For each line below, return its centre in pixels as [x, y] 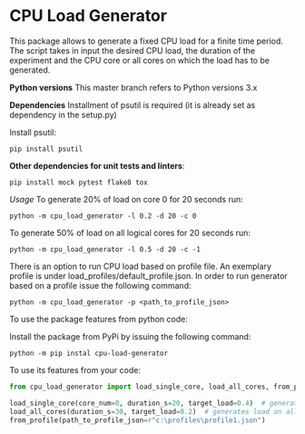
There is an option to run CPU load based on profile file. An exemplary [141, 266]
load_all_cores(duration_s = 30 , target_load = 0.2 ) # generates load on [146, 411]
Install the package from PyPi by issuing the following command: [130, 336]
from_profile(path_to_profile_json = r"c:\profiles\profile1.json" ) [138, 420]
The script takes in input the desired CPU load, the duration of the [133, 50]
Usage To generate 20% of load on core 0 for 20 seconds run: [126, 199]
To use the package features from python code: [98, 319]
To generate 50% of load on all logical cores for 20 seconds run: [130, 232]
